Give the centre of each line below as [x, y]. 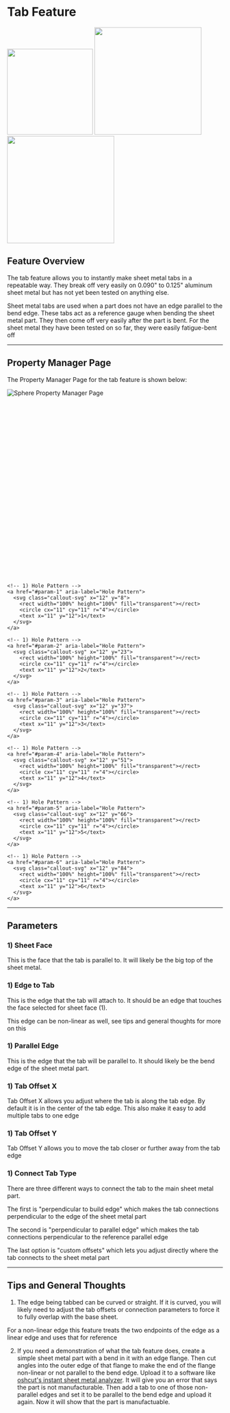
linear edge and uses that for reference [62, 1337]
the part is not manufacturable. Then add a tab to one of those [105, 1387]
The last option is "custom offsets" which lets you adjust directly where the [113, 1250]
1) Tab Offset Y [32, 1133]
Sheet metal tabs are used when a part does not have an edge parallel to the [115, 306]
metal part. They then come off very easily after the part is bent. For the [108, 320]
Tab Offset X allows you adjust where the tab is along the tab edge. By [106, 1101]
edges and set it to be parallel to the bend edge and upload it [126, 1394]
